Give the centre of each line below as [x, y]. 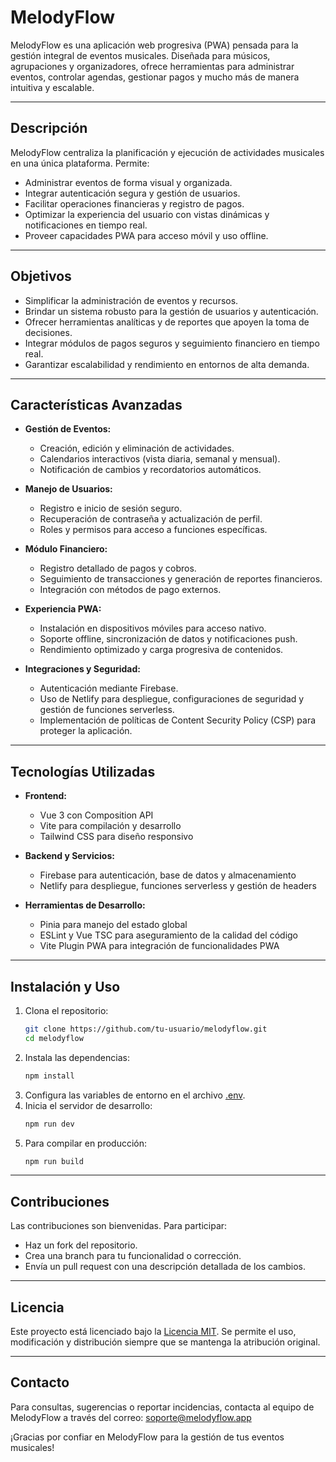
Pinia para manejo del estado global [113, 925]
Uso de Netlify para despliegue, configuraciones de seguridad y [172, 699]
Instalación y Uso [65, 986]
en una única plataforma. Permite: [80, 163]
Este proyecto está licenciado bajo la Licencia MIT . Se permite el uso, [153, 1331]
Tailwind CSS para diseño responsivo [116, 837]
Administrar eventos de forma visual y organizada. [128, 182]
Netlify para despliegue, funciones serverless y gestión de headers [178, 886]
